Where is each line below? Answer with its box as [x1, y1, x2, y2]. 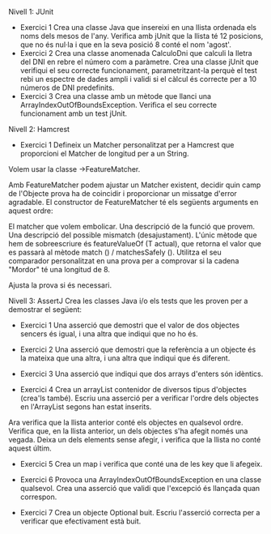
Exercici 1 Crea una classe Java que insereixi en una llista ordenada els [19, 23, 257, 32]
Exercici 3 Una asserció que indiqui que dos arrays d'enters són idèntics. [19, 369, 264, 378]
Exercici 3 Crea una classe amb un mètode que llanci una [19, 92, 212, 100]
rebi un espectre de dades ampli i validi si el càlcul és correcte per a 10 [19, 75, 257, 83]
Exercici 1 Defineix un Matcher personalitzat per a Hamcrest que [19, 140, 235, 149]
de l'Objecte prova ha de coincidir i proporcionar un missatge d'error [8, 189, 237, 198]
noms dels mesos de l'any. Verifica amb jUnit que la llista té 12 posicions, [19, 32, 264, 41]
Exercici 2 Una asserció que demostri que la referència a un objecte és [19, 344, 256, 354]
